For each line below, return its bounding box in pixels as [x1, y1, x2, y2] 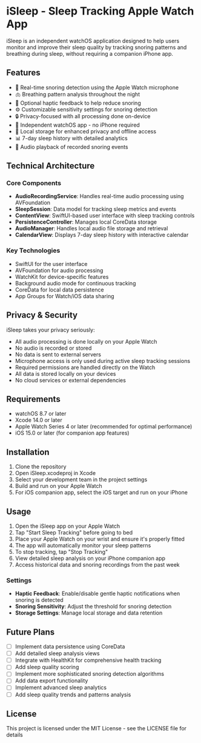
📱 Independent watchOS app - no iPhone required [15, 121, 140, 128]
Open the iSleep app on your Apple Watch [15, 522, 120, 530]
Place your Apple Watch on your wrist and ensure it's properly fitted [15, 535, 185, 542]
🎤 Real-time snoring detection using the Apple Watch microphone [15, 84, 179, 91]
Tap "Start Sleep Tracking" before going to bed [15, 528, 133, 536]
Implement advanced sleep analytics [15, 684, 107, 691]
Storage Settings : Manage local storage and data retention [15, 609, 163, 616]
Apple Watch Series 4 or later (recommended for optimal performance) [15, 423, 193, 430]
